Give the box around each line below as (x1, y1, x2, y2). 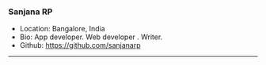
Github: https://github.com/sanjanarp (19, 41, 141, 50)
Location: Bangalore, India (19, 24, 105, 34)
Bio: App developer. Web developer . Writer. (19, 32, 163, 42)
